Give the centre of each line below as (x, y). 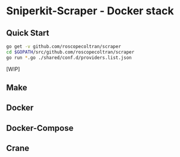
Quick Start (28, 33)
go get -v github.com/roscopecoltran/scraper (63, 46)
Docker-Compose (40, 128)
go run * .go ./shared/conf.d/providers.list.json (69, 58)
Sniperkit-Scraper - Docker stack (90, 11)
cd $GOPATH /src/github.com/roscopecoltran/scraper (70, 52)
